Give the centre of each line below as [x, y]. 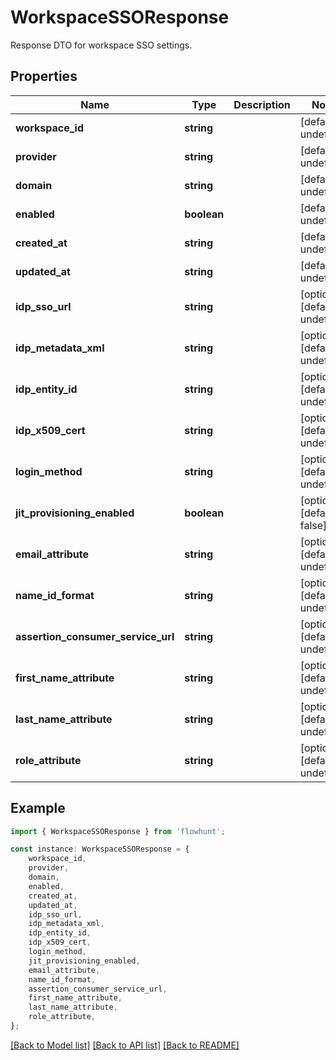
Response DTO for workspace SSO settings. [101, 45]
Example [38, 808]
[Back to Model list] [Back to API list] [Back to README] [125, 1045]
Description [262, 104]
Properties [44, 76]
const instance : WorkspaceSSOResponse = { [100, 849]
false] [313, 525]
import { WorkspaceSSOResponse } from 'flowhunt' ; [118, 831]
